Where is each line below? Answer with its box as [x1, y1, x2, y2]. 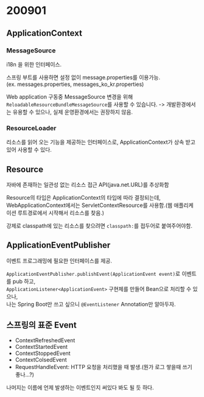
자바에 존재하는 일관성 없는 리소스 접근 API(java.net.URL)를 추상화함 [6, 181, 169, 188]
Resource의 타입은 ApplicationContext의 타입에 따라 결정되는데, [6, 194, 161, 201]
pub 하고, [12, 278, 35, 285]
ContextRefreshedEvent [15, 336, 76, 344]
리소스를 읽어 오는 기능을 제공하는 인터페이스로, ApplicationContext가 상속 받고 [6, 138, 196, 146]
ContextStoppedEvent [15, 350, 71, 357]
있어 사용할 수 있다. [6, 146, 52, 153]
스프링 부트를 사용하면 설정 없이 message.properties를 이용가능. [6, 74, 160, 81]
